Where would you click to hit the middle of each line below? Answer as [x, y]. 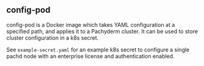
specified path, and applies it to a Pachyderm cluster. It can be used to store [102, 31]
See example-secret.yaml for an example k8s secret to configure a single [98, 50]
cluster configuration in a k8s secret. [53, 38]
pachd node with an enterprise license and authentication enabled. [91, 56]
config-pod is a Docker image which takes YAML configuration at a [91, 24]
